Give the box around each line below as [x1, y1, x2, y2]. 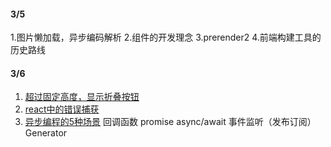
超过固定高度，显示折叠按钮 [24, 91, 140, 103]
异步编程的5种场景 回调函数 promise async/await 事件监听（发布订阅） [24, 116, 317, 128]
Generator [24, 127, 68, 139]
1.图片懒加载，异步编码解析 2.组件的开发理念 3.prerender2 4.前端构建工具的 [10, 31, 322, 44]
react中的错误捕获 [24, 103, 100, 115]
